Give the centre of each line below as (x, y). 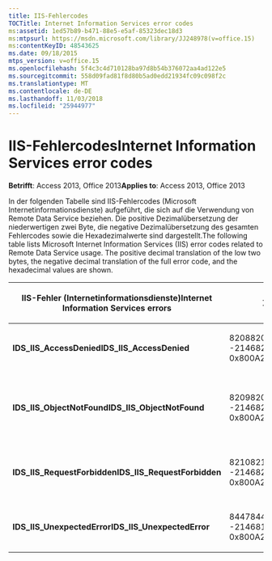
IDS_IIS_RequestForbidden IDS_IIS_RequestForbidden (117, 472)
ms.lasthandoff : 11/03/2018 (56, 99)
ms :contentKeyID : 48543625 (54, 46)
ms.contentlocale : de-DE (50, 91)
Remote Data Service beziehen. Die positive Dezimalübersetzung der (123, 218)
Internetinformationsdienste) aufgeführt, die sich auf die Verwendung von (131, 210)
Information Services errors (117, 308)
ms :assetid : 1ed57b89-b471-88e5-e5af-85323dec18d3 (96, 31)
